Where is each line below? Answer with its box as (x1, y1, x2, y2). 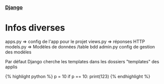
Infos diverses (5, 22, 65, 34)
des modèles (5, 49, 32, 55)
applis (5, 64, 18, 70)
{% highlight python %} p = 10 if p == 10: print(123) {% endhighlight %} (5, 73, 151, 79)
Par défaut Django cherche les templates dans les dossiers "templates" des (5, 58, 160, 64)
